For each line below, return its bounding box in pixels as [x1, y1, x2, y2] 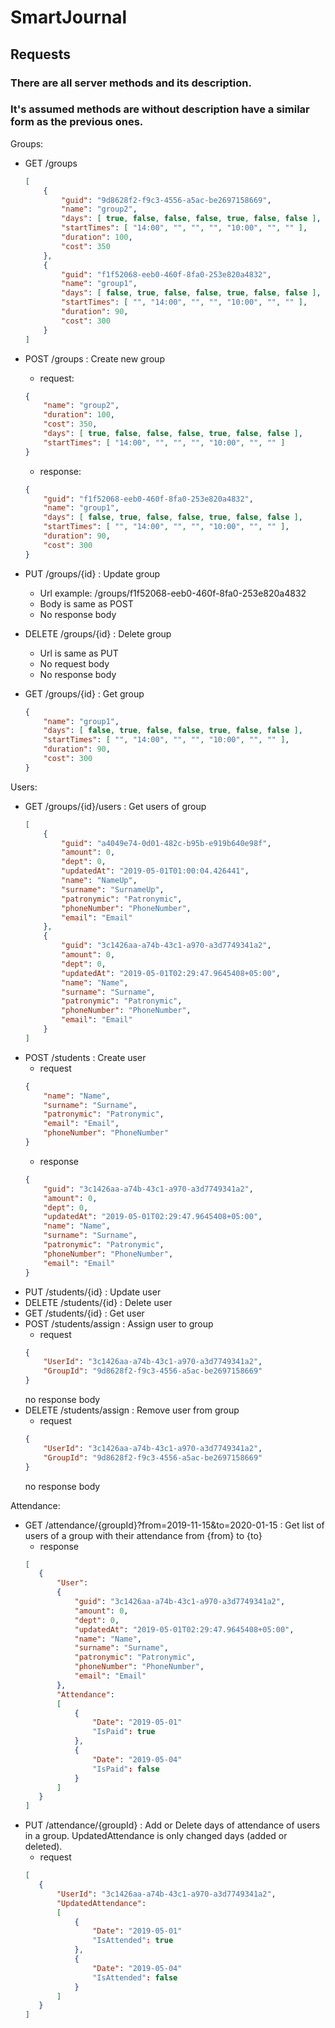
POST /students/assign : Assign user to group [24, 1317, 214, 1330]
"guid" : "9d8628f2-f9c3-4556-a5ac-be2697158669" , [61, 195, 272, 205]
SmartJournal [10, 6, 128, 29]
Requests [10, 46, 71, 63]
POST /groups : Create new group [24, 352, 165, 365]
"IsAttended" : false [92, 1972, 178, 1983]
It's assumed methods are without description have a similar [10, 102, 310, 116]
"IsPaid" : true [92, 1727, 156, 1737]
